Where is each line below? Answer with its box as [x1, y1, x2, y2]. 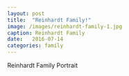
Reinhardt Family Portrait [7, 61, 78, 69]
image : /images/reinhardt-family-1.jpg [7, 23, 123, 30]
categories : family [7, 42, 64, 49]
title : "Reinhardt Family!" [7, 17, 92, 23]
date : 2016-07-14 [7, 36, 64, 43]
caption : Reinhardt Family [7, 29, 85, 37]
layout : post [7, 10, 45, 17]
